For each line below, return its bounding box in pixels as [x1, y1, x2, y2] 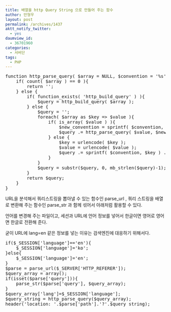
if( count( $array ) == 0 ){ [16, 78, 89, 84]
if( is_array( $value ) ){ [48, 119, 116, 125]
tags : [5, 54, 17, 60]
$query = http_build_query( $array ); [37, 99, 134, 105]
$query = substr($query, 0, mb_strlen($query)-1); [37, 165, 166, 171]
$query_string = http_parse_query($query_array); [5, 296, 132, 302]
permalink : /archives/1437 [5, 21, 63, 27]
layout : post [5, 17, 33, 22]
